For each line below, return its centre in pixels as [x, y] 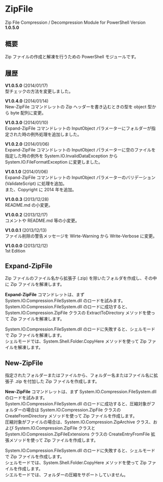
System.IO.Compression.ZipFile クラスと [55, 428]
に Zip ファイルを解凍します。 [35, 284]
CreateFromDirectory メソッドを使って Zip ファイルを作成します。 [71, 416]
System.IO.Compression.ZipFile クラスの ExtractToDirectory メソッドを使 [78, 313]
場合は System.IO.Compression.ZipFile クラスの [73, 410]
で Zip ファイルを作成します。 [35, 457]
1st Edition [15, 250]
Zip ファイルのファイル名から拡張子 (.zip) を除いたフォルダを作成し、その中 [81, 278]
